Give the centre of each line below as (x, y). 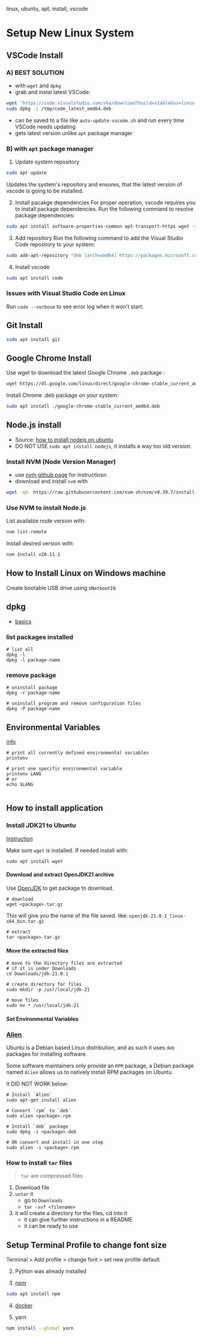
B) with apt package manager (50, 148)
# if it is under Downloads (41, 969)
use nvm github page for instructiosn (61, 475)
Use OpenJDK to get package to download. (60, 888)
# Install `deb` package (37, 1127)
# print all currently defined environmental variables (78, 753)
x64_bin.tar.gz (25, 921)
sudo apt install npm (33, 1294)
